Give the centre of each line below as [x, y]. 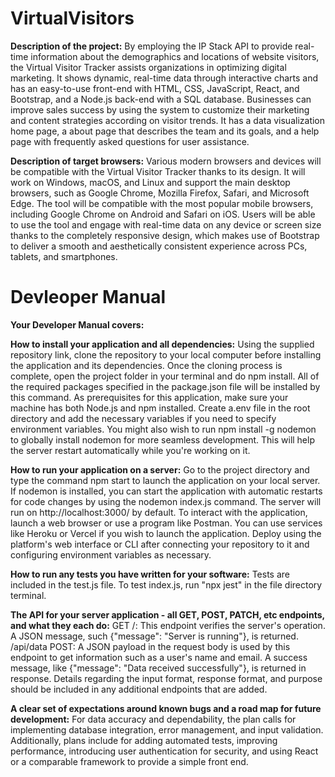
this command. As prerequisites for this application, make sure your [149, 397]
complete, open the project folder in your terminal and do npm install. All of [165, 376]
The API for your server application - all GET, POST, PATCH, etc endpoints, [167, 614]
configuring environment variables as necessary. [111, 554]
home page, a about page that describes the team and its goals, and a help [165, 131]
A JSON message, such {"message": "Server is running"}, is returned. [154, 636]
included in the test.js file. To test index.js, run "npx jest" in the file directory [166, 584]
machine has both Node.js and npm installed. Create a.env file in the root [160, 408]
